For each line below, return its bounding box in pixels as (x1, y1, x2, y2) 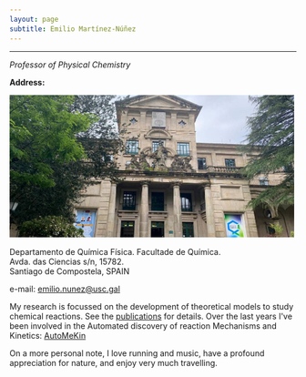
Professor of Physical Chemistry (9, 59, 131, 70)
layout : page (9, 15, 59, 24)
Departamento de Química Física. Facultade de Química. (9, 246, 221, 257)
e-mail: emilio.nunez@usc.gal (9, 283, 121, 294)
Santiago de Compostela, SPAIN (9, 265, 130, 277)
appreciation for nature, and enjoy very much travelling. (9, 357, 219, 368)
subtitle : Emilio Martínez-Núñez (9, 24, 137, 34)
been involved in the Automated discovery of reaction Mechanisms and (9, 320, 277, 331)
